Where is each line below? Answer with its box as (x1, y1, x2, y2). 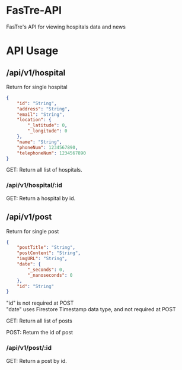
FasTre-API (6, 4, 62, 17)
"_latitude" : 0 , (27, 122, 68, 128)
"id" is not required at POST (6, 299, 74, 306)
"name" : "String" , (17, 139, 62, 145)
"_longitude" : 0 (27, 128, 68, 134)
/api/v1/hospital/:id (6, 181, 62, 189)
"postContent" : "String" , (17, 250, 81, 256)
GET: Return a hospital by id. (6, 194, 76, 202)
